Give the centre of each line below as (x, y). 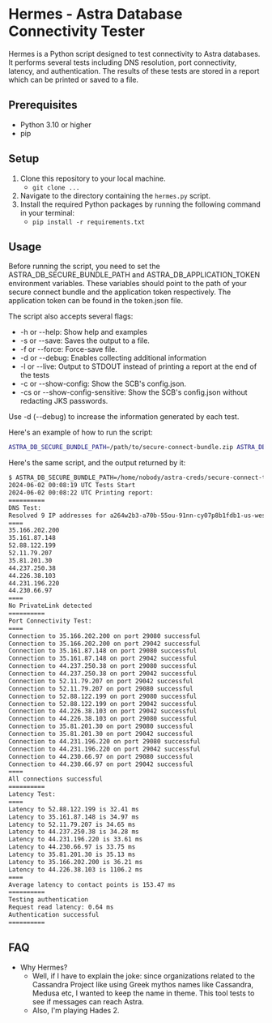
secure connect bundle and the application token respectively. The (120, 292)
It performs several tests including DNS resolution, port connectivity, (123, 62)
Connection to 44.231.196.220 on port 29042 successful (104, 749)
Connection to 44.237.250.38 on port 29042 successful (103, 674)
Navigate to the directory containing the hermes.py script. (115, 195)
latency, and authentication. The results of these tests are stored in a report (134, 71)
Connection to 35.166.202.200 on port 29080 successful (104, 636)
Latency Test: (32, 794)
